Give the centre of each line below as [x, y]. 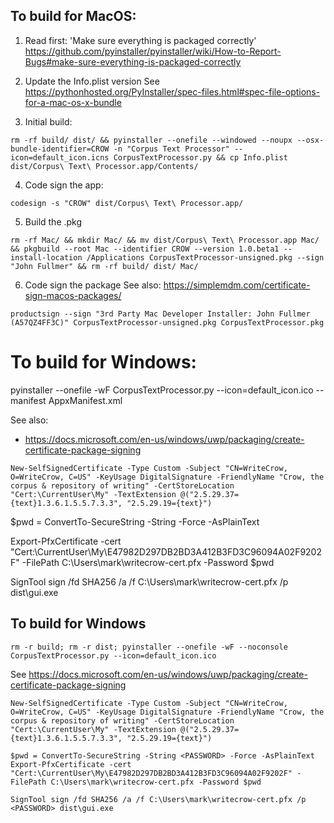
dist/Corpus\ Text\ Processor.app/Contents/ [104, 166]
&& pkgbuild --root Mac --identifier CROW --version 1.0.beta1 [145, 249]
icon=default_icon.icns [60, 157]
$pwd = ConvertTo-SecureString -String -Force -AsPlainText [135, 521]
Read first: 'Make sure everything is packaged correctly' [140, 40]
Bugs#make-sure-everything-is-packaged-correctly [133, 61]
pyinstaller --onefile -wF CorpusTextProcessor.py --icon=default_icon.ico [162, 390]
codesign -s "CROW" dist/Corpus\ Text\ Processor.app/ [127, 203]
